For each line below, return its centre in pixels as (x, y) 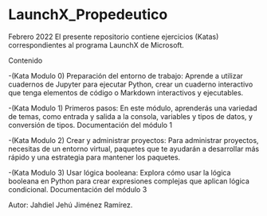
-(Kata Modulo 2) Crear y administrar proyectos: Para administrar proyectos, (133, 140)
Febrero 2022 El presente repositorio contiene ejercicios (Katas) (114, 37)
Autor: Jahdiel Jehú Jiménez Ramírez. (71, 205)
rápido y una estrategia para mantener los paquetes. (94, 157)
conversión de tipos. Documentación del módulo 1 (90, 125)
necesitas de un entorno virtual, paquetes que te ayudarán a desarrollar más (134, 148)
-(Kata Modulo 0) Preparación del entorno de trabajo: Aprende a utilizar (126, 75)
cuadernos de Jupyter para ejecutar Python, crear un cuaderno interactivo (131, 84)
